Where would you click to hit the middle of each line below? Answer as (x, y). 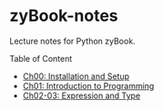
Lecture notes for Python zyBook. (72, 41)
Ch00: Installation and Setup (76, 76)
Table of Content (41, 58)
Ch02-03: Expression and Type (81, 95)
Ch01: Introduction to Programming (88, 85)
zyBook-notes (64, 16)
